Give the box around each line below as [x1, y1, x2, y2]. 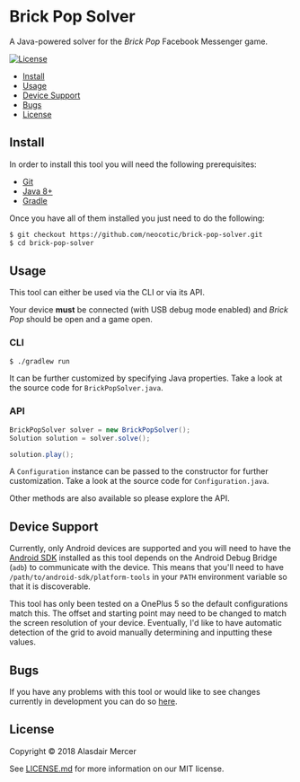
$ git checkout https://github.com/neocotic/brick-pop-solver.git [9, 230, 263, 239]
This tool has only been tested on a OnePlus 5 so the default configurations [9, 599, 288, 610]
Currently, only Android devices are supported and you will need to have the [9, 543, 292, 554]
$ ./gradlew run [9, 356, 70, 365]
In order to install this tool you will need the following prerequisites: [9, 159, 258, 170]
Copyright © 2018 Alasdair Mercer [9, 745, 137, 756]
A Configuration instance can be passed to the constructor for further [9, 466, 269, 477]
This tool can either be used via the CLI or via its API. [9, 287, 205, 298]
